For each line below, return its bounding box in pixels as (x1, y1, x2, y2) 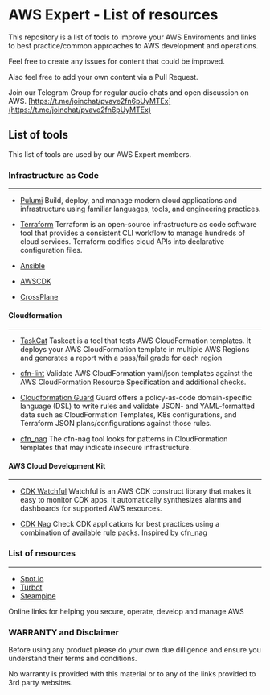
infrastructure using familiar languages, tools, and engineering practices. (19, 204, 261, 214)
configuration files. (19, 246, 83, 255)
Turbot (19, 582, 43, 592)
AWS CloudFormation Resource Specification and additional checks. (19, 377, 247, 387)
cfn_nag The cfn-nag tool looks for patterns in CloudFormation (19, 434, 228, 444)
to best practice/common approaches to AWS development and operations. (8, 40, 259, 50)
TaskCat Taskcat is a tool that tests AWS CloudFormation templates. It (19, 336, 252, 345)
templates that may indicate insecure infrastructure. (19, 443, 191, 453)
